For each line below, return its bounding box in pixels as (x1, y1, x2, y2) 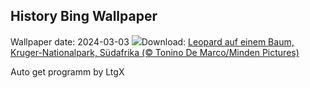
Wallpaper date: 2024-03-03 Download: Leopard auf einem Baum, (10, 35, 295, 48)
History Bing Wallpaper (10, 8, 158, 25)
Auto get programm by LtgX (10, 65, 125, 78)
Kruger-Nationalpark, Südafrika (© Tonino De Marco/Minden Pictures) (10, 46, 300, 58)
